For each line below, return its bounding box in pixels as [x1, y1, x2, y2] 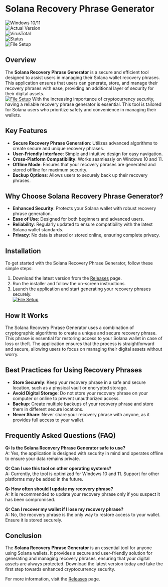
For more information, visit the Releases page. [5, 576, 100, 582]
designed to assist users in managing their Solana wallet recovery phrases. [5, 74, 160, 81]
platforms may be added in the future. [5, 476, 84, 482]
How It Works [5, 311, 49, 320]
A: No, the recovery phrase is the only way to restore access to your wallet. [5, 511, 161, 517]
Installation [5, 246, 41, 255]
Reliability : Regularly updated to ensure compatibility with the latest [12, 221, 153, 227]
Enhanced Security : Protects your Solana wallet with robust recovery [12, 205, 156, 212]
